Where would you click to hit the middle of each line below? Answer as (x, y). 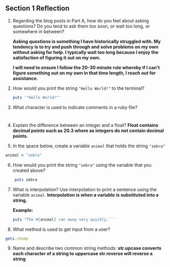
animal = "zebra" (24, 155)
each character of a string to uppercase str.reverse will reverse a (82, 254)
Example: (23, 210)
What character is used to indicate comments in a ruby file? (75, 107)
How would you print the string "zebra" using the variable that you (82, 165)
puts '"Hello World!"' (37, 97)
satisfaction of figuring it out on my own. (56, 58)
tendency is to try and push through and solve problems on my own (86, 47)
